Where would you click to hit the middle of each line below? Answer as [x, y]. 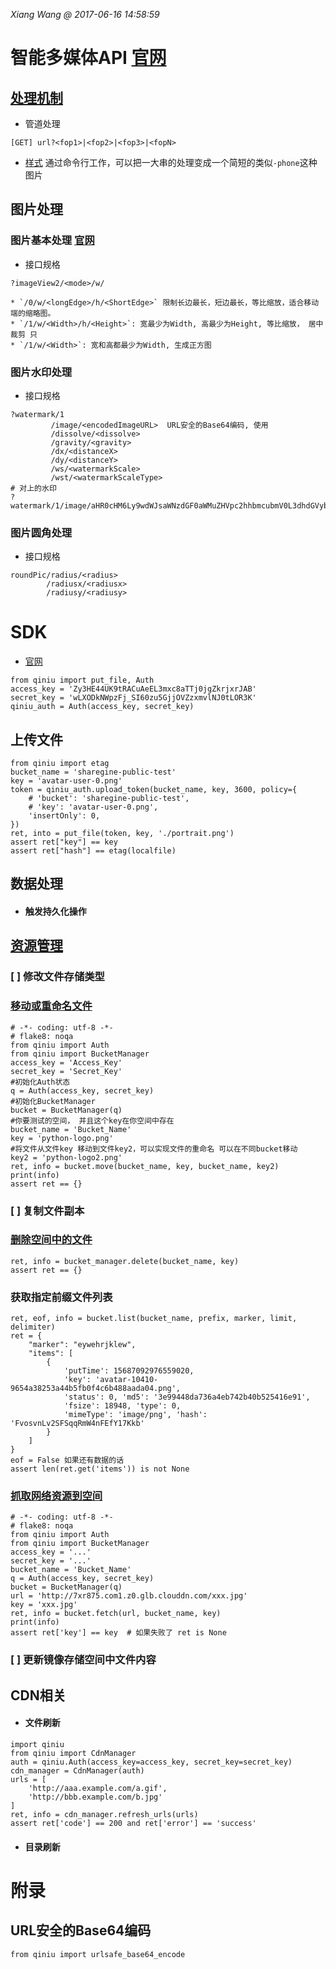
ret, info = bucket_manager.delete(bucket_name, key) [125, 1261]
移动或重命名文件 [51, 1006]
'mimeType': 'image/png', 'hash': [135, 1415]
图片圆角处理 [41, 532]
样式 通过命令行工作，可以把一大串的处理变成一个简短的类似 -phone [162, 162]
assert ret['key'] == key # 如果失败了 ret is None [118, 1633]
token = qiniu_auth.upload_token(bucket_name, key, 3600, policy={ [154, 790]
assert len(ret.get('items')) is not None [100, 1469]
